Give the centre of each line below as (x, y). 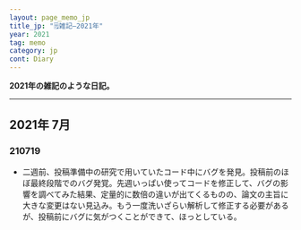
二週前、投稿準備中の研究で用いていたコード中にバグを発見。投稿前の (152, 172)
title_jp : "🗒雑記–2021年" (56, 26)
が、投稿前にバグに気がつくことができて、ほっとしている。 (132, 217)
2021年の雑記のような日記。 (62, 85)
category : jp (34, 51)
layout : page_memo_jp (50, 17)
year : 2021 (30, 34)
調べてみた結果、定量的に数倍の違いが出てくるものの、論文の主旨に (163, 194)
